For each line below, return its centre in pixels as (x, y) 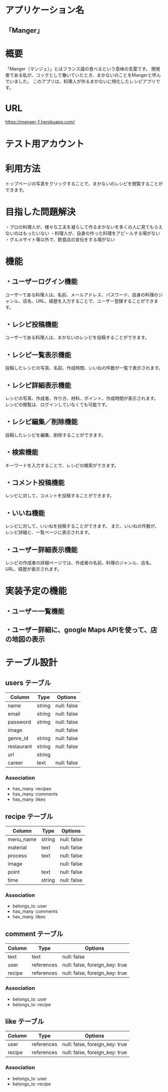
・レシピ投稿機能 (32, 324)
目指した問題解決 (41, 212)
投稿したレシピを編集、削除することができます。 (56, 435)
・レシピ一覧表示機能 (38, 355)
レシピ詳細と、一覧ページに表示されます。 (49, 532)
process (17, 856)
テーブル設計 (31, 663)
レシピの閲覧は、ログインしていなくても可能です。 (58, 404)
